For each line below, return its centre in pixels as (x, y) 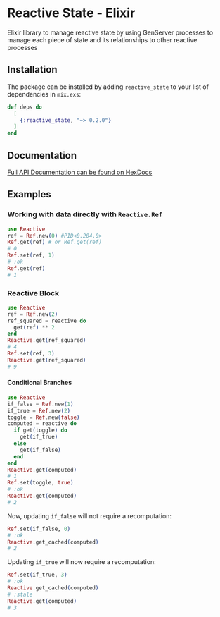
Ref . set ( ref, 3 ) (31, 354)
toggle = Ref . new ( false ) (44, 417)
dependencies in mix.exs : (44, 94)
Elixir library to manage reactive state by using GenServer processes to (110, 32)
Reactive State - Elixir (71, 13)
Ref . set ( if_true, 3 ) (38, 575)
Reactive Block (33, 293)
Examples (29, 194)
